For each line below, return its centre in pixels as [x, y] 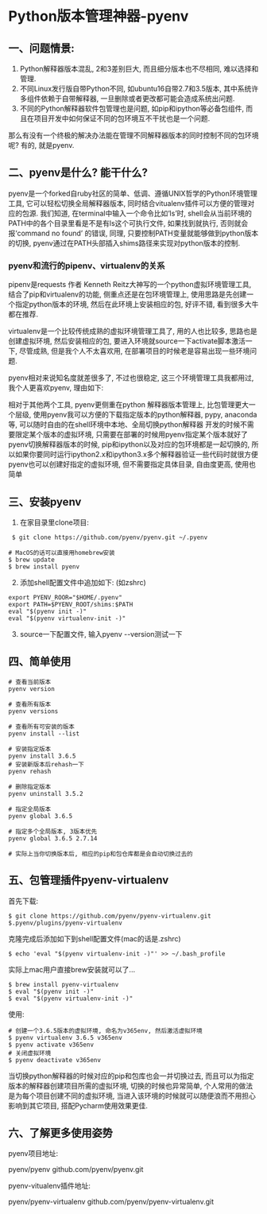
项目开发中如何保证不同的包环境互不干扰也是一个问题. [122, 118]
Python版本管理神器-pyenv [99, 16]
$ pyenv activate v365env [51, 1045]
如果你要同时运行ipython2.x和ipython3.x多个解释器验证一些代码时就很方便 [136, 455]
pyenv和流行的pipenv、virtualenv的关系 [87, 266]
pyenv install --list [44, 733]
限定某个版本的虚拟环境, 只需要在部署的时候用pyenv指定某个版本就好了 [131, 435]
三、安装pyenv [45, 502]
